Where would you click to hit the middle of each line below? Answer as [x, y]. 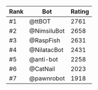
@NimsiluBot [47, 31]
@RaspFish [45, 40]
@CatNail [42, 69]
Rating [80, 11]
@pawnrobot [47, 78]
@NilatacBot [46, 50]
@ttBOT [40, 21]
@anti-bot [43, 59]
